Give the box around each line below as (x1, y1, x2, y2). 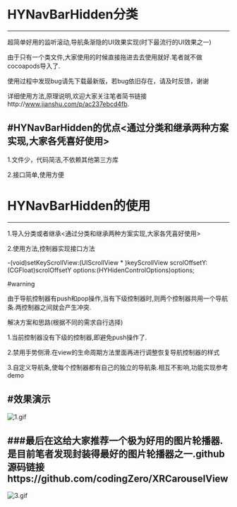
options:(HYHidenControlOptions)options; (73, 266, 195, 274)
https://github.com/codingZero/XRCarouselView (7, 472, 229, 484)
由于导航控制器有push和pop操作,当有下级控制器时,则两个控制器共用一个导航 (7, 294, 229, 303)
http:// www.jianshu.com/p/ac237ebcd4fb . (7, 100, 130, 108)
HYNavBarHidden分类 (7, 6, 138, 23)
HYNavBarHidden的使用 (7, 197, 150, 214)
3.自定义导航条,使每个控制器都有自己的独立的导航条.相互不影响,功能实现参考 (7, 363, 229, 371)
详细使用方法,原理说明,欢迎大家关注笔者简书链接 (7, 91, 147, 100)
